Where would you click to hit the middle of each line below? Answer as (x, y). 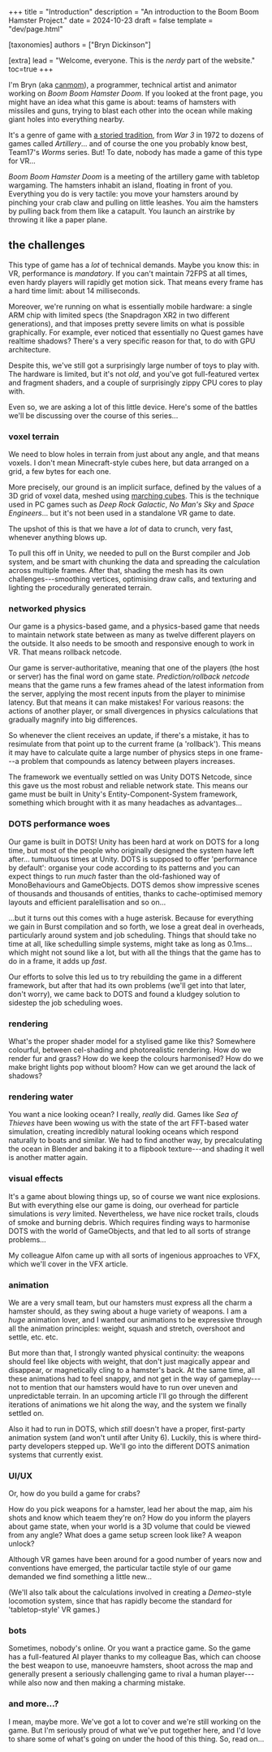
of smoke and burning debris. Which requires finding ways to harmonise (129, 1222)
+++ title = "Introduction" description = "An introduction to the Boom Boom (134, 12)
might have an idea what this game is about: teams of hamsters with (123, 102)
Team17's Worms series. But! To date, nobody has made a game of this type (136, 152)
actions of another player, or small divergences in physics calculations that (133, 711)
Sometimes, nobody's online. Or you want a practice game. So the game (130, 1648)
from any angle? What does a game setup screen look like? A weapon (125, 1535)
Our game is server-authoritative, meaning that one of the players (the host (134, 668)
